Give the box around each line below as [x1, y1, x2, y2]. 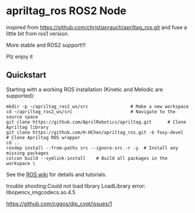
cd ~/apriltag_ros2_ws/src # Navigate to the [6, 108, 176, 115]
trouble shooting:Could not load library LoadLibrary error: [6, 182, 146, 189]
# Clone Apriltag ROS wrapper [6, 134, 81, 140]
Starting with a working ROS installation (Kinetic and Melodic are [6, 86, 164, 93]
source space [6, 114, 38, 120]
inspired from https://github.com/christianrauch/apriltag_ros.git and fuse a [6, 24, 187, 31]
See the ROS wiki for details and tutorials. [6, 170, 108, 178]
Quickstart [6, 70, 47, 80]
